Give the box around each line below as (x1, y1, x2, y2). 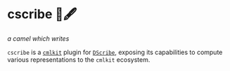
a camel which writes (7, 34, 70, 43)
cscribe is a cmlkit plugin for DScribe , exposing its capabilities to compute (7, 48, 223, 56)
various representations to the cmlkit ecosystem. (7, 55, 151, 64)
